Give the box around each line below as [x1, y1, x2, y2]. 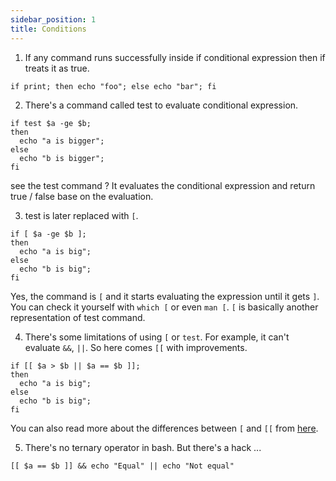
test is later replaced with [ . [24, 209, 139, 221]
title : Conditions [10, 24, 87, 34]
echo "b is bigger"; [19, 153, 105, 163]
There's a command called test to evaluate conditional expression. [24, 99, 299, 111]
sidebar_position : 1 [10, 14, 97, 25]
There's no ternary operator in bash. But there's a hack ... [24, 441, 262, 453]
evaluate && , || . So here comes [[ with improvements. [24, 341, 248, 353]
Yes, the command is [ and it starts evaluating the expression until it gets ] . [10, 290, 320, 302]
